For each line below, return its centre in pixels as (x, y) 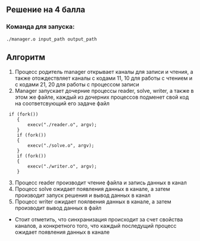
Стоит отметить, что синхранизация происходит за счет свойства (99, 219)
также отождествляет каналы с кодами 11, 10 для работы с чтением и (104, 78)
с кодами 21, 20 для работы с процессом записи (77, 84)
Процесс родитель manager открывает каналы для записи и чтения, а (104, 71)
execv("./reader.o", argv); (62, 124)
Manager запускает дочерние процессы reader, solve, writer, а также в (104, 90)
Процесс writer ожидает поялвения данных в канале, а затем (93, 201)
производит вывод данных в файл (58, 208)
